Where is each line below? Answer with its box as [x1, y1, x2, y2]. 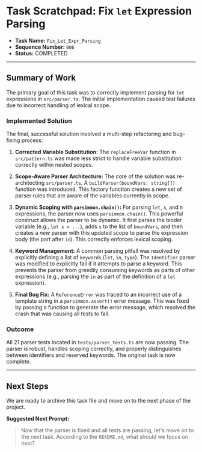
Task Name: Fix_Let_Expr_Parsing [14, 37, 101, 44]
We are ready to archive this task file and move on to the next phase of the [6, 397, 191, 404]
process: [21, 137, 43, 144]
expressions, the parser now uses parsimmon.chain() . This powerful [14, 210, 183, 217]
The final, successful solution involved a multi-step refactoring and [6, 131, 173, 138]
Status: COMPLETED [14, 49, 68, 57]
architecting [14, 179, 45, 187]
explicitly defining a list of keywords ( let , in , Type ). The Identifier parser [14, 254, 196, 261]
